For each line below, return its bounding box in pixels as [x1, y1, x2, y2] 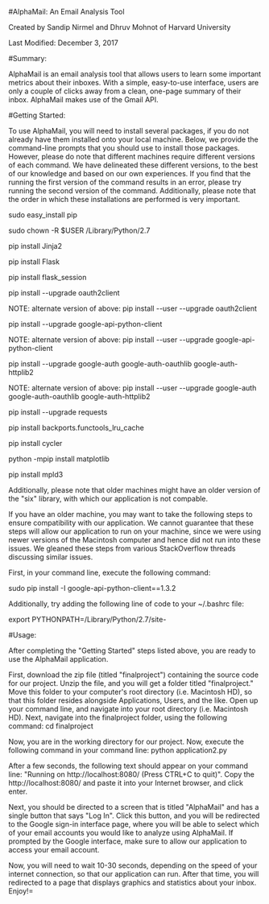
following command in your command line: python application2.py [8, 745, 228, 755]
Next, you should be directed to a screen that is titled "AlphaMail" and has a [8, 803, 259, 811]
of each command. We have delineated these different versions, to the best [8, 160, 259, 170]
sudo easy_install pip [8, 210, 78, 220]
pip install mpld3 [8, 470, 64, 479]
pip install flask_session [8, 273, 87, 282]
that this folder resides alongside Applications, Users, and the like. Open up [8, 696, 259, 705]
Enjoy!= [8, 886, 34, 896]
